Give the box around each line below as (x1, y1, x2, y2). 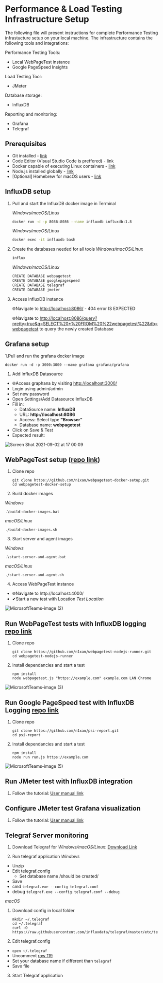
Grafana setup (5, 340, 49, 348)
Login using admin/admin (12, 385, 63, 392)
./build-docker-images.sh (5, 527, 57, 533)
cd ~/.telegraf (12, 921, 43, 926)
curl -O (12, 926, 28, 931)
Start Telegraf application (12, 973, 63, 979)
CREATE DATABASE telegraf (12, 283, 65, 288)
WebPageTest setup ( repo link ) (5, 455, 100, 464)
